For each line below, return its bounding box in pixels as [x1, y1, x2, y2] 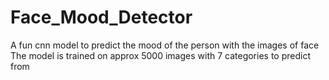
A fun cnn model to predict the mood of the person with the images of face [10, 39, 320, 51]
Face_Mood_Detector [10, 6, 193, 29]
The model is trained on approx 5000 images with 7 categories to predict [10, 49, 311, 61]
